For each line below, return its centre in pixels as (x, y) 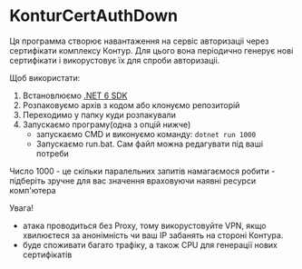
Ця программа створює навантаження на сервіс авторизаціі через (139, 41)
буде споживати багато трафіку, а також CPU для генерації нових (150, 244)
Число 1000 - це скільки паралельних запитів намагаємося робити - (142, 171)
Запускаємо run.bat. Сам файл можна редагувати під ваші (150, 144)
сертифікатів (47, 254)
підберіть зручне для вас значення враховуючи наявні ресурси (133, 180)
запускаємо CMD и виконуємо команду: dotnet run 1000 (146, 134)
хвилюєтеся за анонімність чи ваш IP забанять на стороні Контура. (153, 235)
